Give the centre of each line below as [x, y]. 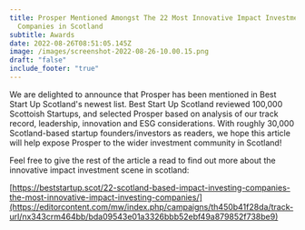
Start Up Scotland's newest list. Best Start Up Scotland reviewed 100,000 [146, 104]
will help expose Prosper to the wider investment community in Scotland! [146, 143]
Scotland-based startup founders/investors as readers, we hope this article [150, 133]
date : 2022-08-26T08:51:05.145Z [70, 43]
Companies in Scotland [60, 26]
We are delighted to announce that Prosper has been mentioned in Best [143, 94]
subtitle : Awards [42, 35]
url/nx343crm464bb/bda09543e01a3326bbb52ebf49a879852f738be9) [144, 216]
